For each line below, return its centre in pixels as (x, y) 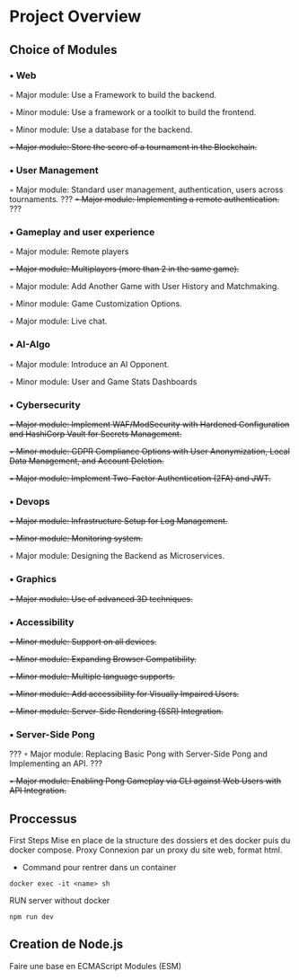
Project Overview (75, 17)
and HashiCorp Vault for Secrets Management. (96, 434)
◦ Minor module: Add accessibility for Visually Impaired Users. (124, 693)
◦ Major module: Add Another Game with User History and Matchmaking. (145, 287)
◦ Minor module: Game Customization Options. (96, 304)
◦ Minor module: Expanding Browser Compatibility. (103, 658)
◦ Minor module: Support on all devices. (83, 641)
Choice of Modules (63, 50)
